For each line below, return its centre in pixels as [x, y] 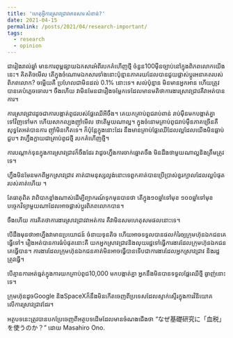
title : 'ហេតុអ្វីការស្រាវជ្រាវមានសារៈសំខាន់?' [56, 14]
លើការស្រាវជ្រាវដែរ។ [31, 304]
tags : [15, 33]
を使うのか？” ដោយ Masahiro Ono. [56, 328]
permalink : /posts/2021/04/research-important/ [78, 26]
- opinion [27, 46]
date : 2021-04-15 [32, 20]
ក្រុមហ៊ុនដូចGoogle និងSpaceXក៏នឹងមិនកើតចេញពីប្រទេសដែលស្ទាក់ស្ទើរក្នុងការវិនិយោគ [110, 296]
